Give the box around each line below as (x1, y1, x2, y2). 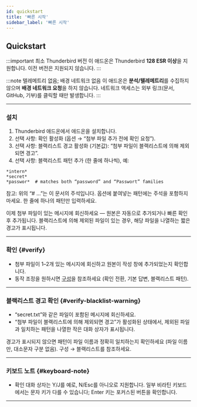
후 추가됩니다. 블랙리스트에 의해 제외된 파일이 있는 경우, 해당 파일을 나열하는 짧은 (6, 217, 191, 224)
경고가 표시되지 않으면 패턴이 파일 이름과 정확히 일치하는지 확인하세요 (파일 (6, 338, 177, 346)
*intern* (6, 169, 28, 175)
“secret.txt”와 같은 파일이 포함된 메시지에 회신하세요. (14, 311, 136, 318)
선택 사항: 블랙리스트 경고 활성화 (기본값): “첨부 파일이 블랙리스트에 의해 (14, 142, 179, 149)
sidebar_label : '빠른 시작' (6, 19, 70, 25)
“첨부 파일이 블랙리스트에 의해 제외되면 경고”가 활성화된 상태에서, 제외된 (14, 319, 179, 326)
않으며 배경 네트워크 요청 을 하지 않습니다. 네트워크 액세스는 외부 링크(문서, (6, 84, 175, 91)
